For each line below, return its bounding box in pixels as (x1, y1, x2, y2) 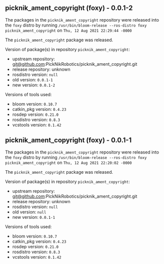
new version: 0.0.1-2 (12, 82, 55, 88)
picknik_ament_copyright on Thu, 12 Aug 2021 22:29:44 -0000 (5, 27, 132, 33)
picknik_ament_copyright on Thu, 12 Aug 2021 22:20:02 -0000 (5, 159, 132, 165)
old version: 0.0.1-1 (12, 77, 53, 82)
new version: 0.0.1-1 (12, 214, 55, 220)
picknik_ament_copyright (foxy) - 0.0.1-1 (5, 136, 132, 144)
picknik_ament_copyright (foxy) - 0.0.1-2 (5, 4, 133, 12)
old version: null (12, 209, 47, 215)
